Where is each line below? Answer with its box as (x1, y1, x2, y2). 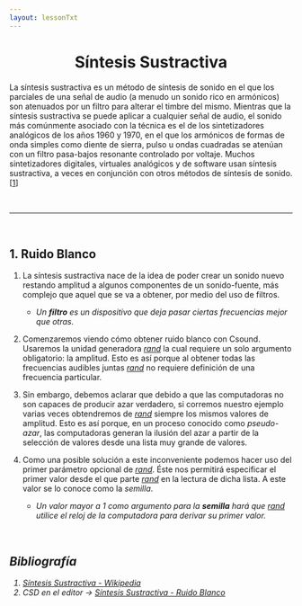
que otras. (35, 316, 75, 327)
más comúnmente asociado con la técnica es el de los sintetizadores (9, 120, 265, 130)
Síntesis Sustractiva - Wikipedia (22, 577, 141, 589)
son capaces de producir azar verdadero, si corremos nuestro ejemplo (22, 399, 285, 410)
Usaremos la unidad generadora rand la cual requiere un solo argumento (22, 343, 292, 354)
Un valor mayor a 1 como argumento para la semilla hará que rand (35, 501, 286, 512)
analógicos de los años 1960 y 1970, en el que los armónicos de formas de (9, 129, 285, 140)
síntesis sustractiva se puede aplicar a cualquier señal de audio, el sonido (9, 110, 282, 121)
